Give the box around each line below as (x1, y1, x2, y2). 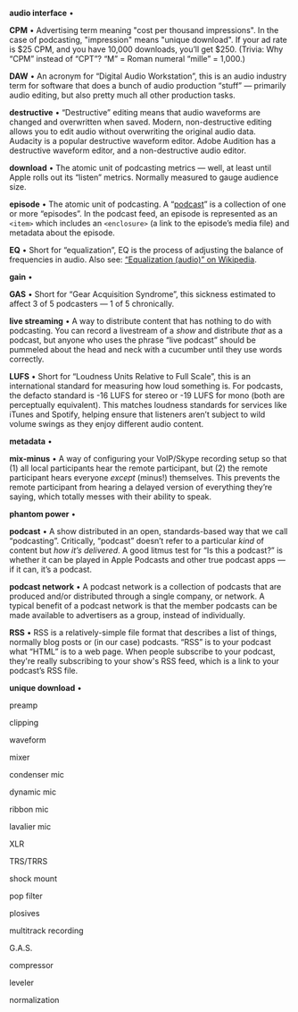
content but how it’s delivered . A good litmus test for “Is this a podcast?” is (9, 545, 284, 556)
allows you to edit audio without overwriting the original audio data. (9, 126, 256, 137)
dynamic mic (9, 787, 56, 797)
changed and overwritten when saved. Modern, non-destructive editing (9, 116, 272, 127)
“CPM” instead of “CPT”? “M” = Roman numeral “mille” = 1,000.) (9, 54, 245, 64)
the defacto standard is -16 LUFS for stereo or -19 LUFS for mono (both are (9, 390, 286, 401)
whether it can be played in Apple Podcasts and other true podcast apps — (9, 555, 286, 565)
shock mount (9, 873, 58, 884)
